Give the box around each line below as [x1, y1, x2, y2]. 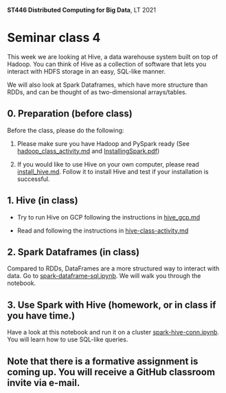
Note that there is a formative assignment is [7, 355, 199, 367]
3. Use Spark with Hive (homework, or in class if [7, 299, 216, 310]
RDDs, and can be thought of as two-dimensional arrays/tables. [7, 87, 188, 96]
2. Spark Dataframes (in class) [7, 246, 139, 257]
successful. [16, 175, 50, 183]
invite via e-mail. [7, 376, 80, 388]
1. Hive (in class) [7, 195, 78, 206]
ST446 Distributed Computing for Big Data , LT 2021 [7, 6, 157, 14]
